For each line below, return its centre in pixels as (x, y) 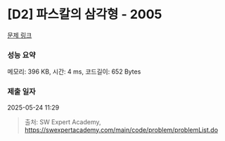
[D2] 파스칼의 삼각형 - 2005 (85, 14)
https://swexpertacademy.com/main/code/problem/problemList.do (121, 130)
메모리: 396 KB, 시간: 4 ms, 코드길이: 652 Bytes (74, 72)
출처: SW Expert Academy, (63, 122)
